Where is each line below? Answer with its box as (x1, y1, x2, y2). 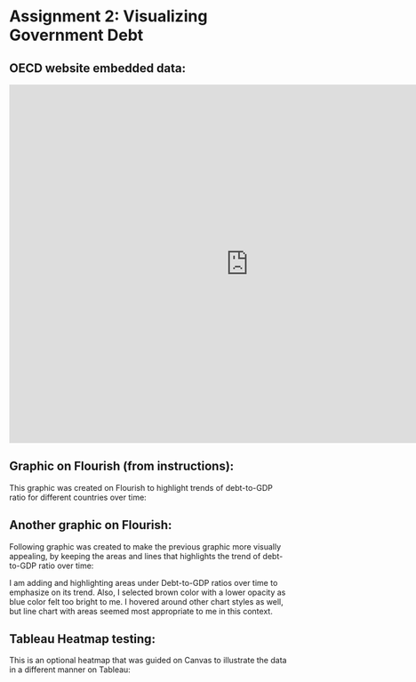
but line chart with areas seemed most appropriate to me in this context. (9, 606, 273, 616)
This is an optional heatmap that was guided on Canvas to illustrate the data (9, 655, 287, 666)
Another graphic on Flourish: (9, 518, 172, 533)
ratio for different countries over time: (9, 492, 147, 502)
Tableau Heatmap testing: (9, 631, 156, 646)
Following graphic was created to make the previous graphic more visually (9, 541, 282, 552)
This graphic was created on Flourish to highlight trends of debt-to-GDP (9, 482, 273, 493)
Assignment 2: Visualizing (9, 6, 208, 27)
